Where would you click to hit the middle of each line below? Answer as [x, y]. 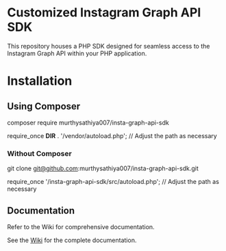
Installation [40, 81]
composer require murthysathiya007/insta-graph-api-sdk [88, 122]
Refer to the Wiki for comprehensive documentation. [81, 227]
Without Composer [39, 153]
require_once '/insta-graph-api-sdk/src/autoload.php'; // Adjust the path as [113, 182]
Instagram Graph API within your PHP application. [77, 53]
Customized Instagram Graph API [104, 13]
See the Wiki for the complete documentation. [72, 240]
